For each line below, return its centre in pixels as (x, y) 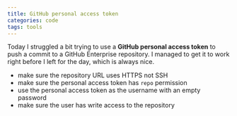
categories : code (33, 20)
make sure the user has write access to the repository (96, 105)
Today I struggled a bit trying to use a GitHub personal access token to (111, 47)
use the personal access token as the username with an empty (109, 90)
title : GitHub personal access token (63, 14)
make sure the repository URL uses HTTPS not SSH (93, 75)
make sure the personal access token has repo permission (102, 83)
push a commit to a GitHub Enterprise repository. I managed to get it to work (118, 54)
